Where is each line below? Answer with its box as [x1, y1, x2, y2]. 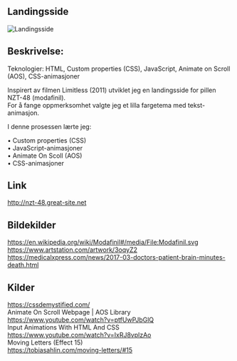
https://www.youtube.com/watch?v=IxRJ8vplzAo [7, 331, 152, 340]
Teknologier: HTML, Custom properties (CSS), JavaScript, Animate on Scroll [7, 64, 231, 73]
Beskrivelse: [7, 46, 64, 58]
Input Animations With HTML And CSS [7, 323, 120, 332]
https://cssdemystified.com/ [7, 300, 90, 309]
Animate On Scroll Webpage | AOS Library [7, 308, 131, 317]
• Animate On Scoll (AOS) [7, 151, 83, 160]
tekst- [187, 101, 205, 109]
